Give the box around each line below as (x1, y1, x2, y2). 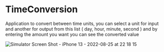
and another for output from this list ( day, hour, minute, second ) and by (5, 25, 158, 32)
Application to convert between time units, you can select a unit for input (5, 20, 159, 27)
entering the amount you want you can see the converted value (5, 31, 139, 37)
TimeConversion (5, 4, 78, 15)
